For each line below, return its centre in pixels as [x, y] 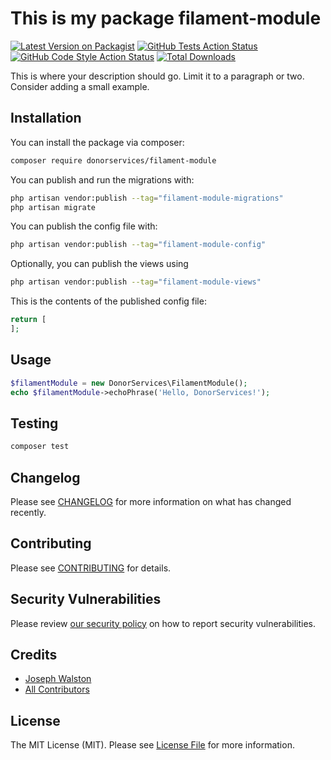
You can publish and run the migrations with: [102, 179]
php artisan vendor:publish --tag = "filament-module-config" [138, 245]
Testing [34, 423]
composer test [40, 447]
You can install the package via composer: [97, 142]
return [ [28, 320]
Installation [46, 118]
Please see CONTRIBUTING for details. [91, 568]
